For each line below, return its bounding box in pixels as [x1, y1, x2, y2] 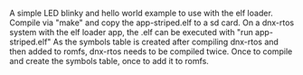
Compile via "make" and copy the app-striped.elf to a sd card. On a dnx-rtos [9, 17, 295, 28]
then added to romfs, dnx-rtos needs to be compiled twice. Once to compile [9, 46, 293, 57]
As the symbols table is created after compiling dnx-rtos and [52, 36, 279, 47]
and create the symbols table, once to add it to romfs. [9, 56, 210, 66]
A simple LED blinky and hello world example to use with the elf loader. [9, 8, 273, 18]
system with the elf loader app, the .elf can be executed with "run [9, 27, 253, 37]
